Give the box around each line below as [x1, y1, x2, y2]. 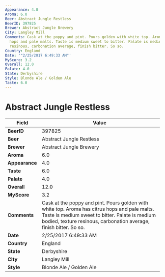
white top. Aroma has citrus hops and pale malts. [41, 205, 154, 212]
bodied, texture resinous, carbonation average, [41, 218, 150, 224]
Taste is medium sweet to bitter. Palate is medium [41, 212, 156, 219]
